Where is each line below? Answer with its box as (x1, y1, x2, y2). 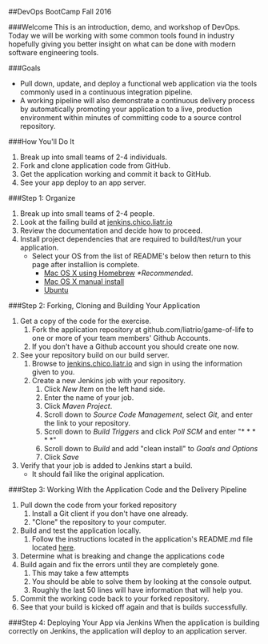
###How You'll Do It (8, 137, 74, 146)
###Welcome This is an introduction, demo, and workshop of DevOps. (8, 22, 241, 31)
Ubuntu (43, 286, 69, 294)
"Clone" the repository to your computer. (31, 518, 166, 526)
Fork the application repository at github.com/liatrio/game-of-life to (31, 325, 254, 334)
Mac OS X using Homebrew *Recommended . (43, 268, 194, 278)
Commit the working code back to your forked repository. (19, 594, 210, 603)
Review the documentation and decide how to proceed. (19, 226, 202, 235)
